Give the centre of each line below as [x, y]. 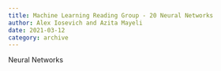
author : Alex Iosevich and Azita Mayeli [76, 23]
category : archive [38, 37]
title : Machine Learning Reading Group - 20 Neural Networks [111, 15]
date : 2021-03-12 [37, 30]
